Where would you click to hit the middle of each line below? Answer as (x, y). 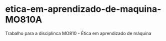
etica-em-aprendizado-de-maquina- (83, 9)
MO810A (24, 20)
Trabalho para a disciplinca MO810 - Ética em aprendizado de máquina (78, 33)
